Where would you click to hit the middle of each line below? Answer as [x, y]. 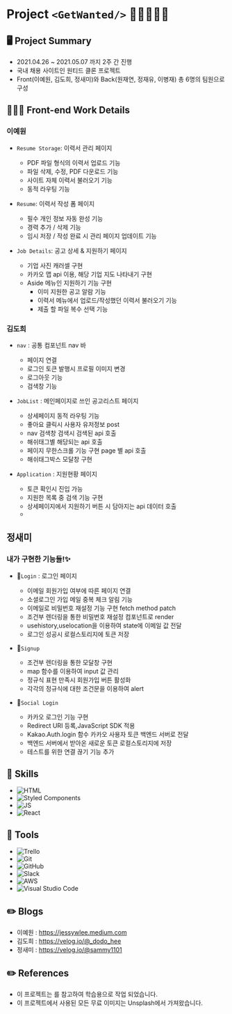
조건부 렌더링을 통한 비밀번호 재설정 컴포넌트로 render [100, 616]
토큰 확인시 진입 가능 [55, 489]
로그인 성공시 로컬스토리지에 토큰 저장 [78, 634]
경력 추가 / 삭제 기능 [54, 227]
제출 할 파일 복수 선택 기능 [73, 309]
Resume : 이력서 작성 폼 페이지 [56, 203]
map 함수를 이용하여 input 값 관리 [73, 671]
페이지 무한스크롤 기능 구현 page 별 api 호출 [86, 450]
